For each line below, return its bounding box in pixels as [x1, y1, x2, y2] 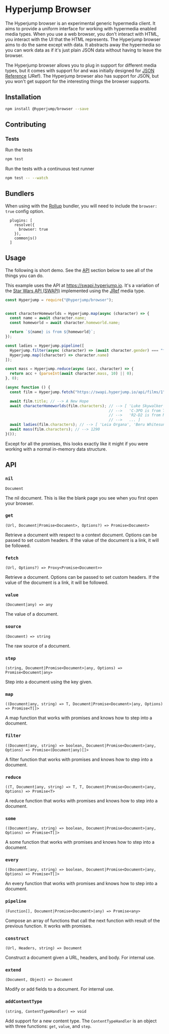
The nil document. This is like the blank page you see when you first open [5, 495, 158, 501]
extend [5, 967, 22, 972]
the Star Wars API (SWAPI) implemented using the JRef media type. [5, 288, 145, 294]
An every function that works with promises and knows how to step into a [5, 881, 157, 887]
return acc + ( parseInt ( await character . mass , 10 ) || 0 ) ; [10, 371, 134, 376]
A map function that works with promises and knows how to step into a [5, 715, 152, 721]
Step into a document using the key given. [5, 679, 93, 685]
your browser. [5, 500, 34, 506]
